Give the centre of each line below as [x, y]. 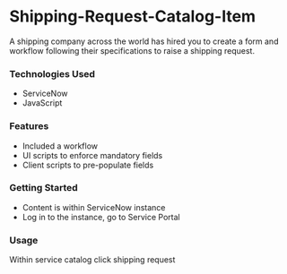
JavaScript [42, 103]
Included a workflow [60, 146]
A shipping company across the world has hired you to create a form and [144, 41]
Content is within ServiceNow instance [94, 207]
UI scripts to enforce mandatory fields [92, 155]
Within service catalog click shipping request [92, 260]
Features [29, 126]
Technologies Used [52, 73]
